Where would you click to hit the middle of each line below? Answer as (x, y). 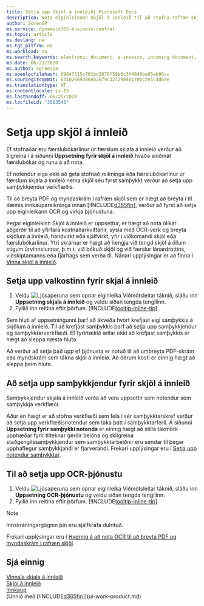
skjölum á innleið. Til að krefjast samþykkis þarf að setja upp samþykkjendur (102, 327)
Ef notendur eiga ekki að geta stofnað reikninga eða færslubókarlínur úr (96, 174)
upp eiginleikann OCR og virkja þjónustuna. (60, 211)
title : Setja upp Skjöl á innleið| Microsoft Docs (72, 12)
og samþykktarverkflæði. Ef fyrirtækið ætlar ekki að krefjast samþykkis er (98, 333)
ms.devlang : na (25, 40)
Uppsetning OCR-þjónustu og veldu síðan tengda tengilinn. (90, 495)
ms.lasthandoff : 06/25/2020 (42, 97)
